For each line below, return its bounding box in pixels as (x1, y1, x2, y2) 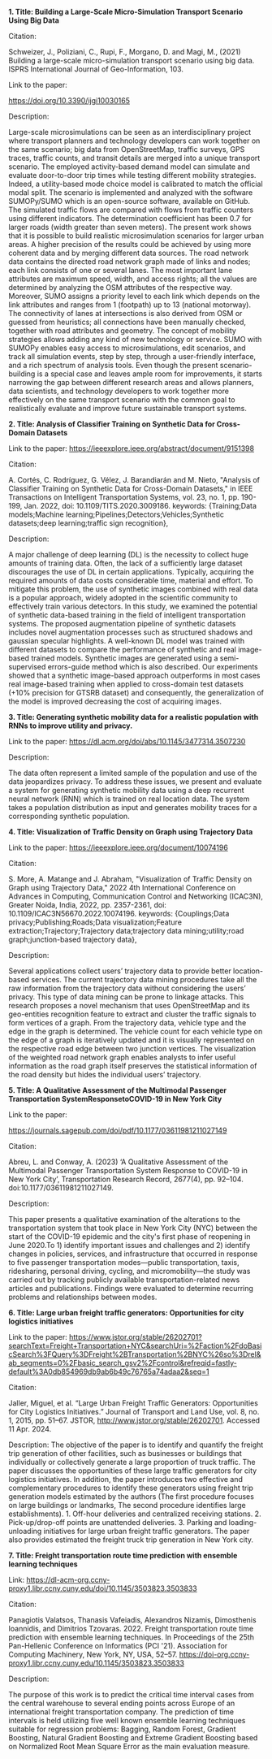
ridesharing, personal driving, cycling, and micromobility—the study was (8, 1267, 251, 1276)
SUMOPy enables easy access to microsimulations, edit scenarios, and (8, 343, 246, 353)
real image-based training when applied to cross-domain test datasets (8, 679, 244, 689)
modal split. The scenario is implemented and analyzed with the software (8, 188, 253, 197)
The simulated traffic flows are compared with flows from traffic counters (8, 205, 254, 214)
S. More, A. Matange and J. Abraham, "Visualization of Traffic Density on (8, 874, 253, 884)
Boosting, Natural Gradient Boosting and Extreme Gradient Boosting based (8, 1733, 258, 1742)
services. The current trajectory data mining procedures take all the (31, 975, 257, 984)
